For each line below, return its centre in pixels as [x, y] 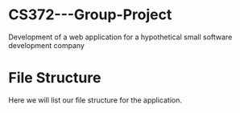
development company [46, 45]
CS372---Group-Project [90, 15]
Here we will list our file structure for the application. [95, 100]
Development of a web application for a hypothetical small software [120, 37]
